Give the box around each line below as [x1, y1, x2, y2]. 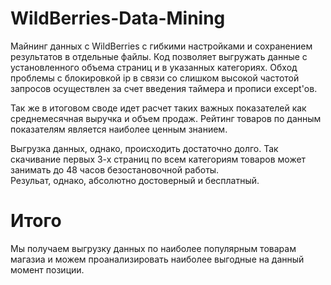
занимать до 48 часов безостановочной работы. [10, 163, 220, 176]
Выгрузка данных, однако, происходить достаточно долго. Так [10, 142, 279, 154]
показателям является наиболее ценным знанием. [10, 123, 228, 135]
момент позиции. [10, 263, 85, 276]
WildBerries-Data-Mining [10, 7, 226, 30]
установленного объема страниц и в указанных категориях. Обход [10, 61, 298, 73]
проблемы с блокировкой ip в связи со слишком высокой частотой [10, 72, 300, 84]
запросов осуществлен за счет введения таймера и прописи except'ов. [10, 82, 318, 94]
